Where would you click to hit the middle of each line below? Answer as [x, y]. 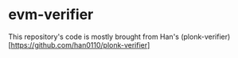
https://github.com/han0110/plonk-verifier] [80, 44]
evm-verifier [51, 15]
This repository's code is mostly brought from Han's [94, 37]
